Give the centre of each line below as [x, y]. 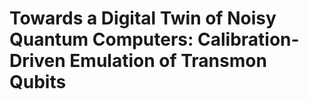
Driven [37, 61]
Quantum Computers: [101, 39]
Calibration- [248, 39]
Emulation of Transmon [168, 61]
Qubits [38, 82]
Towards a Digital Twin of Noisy [143, 18]
